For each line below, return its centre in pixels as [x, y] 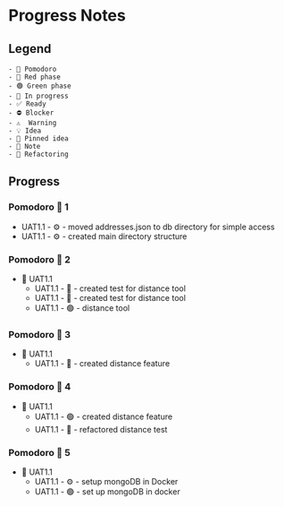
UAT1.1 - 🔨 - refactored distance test [101, 429]
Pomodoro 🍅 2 [39, 259]
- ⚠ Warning [33, 123]
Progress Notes [67, 16]
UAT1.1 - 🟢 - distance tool [82, 308]
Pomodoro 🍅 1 [38, 207]
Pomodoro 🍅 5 [39, 452]
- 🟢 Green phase [40, 86]
